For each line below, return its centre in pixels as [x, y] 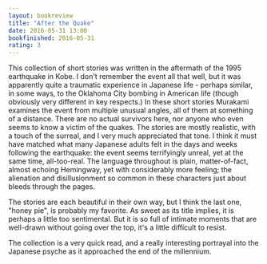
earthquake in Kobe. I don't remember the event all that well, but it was [125, 77]
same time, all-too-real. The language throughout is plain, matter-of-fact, [128, 161]
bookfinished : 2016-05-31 [51, 38]
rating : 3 [25, 45]
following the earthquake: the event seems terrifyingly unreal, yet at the [126, 153]
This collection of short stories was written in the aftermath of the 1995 [125, 68]
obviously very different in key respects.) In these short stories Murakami [129, 102]
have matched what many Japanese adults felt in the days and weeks [123, 144]
